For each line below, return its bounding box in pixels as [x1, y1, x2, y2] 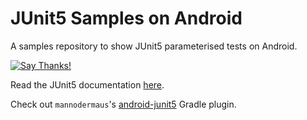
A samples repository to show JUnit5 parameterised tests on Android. [10, 40, 298, 52]
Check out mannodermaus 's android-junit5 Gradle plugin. [10, 98, 237, 110]
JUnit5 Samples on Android [10, 7, 243, 30]
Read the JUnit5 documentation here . [10, 78, 165, 91]
